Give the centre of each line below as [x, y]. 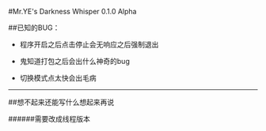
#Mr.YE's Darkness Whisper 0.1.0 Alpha [72, 11]
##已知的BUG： [34, 28]
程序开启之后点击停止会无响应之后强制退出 [89, 44]
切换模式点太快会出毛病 [58, 78]
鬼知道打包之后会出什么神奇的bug [75, 61]
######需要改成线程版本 [49, 119]
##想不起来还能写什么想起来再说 [61, 102]
